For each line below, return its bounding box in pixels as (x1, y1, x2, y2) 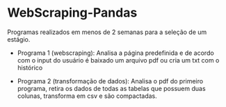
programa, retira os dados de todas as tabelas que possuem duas (17, 84, 207, 92)
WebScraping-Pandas (7, 5, 138, 21)
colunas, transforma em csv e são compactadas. (17, 92, 158, 100)
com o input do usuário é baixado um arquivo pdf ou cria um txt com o (17, 56, 220, 64)
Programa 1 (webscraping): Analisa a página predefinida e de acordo (17, 49, 214, 57)
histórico (17, 63, 43, 72)
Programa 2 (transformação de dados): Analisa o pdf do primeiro (17, 76, 204, 85)
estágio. (7, 35, 31, 43)
